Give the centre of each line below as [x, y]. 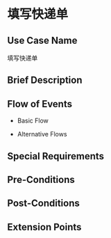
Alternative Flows [42, 134]
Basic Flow [33, 121]
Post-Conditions [43, 204]
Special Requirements [56, 156]
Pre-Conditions [41, 179]
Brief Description [45, 80]
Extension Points [44, 227]
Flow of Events [40, 104]
